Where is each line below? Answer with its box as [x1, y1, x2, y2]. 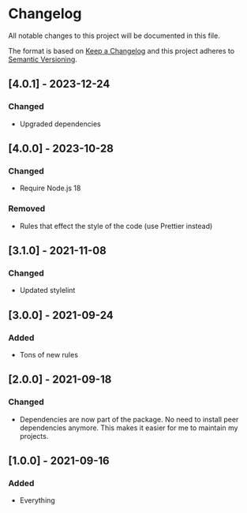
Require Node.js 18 [19, 183, 81, 193]
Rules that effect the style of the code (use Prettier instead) [19, 221, 213, 230]
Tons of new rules [19, 350, 79, 359]
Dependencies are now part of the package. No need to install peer [19, 414, 239, 424]
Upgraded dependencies [19, 119, 101, 129]
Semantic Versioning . [8, 54, 77, 64]
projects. [19, 431, 49, 440]
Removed [8, 203, 46, 214]
